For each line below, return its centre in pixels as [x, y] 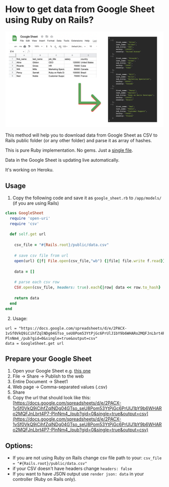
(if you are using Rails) [36, 203]
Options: [19, 445]
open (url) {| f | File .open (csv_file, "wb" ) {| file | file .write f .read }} [90, 261]
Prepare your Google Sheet [49, 359]
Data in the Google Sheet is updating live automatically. [62, 160]
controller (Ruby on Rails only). [44, 479]
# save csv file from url [41, 256]
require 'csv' [24, 224]
